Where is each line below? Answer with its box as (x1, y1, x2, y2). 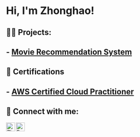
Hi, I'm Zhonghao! (6, 4, 94, 17)
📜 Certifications (6, 67, 65, 77)
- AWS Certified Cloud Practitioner (6, 86, 134, 97)
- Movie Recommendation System (6, 47, 132, 57)
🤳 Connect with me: (6, 107, 79, 117)
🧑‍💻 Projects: (6, 27, 51, 37)
